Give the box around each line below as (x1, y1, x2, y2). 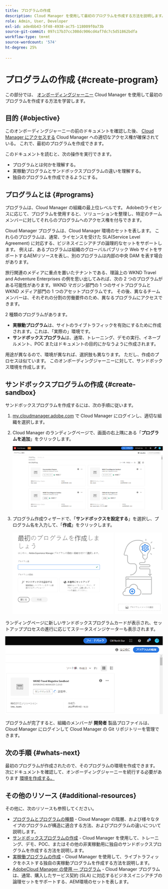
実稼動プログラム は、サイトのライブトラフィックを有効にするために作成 (12, 322, 161, 328)
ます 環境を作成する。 (9, 775, 55, 781)
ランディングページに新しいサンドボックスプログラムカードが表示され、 (5, 620, 154, 626)
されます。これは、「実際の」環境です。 (12, 328, 93, 335)
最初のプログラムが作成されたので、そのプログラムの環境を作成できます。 (5, 763, 158, 769)
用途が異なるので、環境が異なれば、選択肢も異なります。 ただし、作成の (5, 352, 155, 358)
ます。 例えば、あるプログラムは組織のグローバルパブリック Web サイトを (5, 247, 158, 253)
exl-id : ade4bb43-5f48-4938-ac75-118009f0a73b (5, 24, 104, 29)
